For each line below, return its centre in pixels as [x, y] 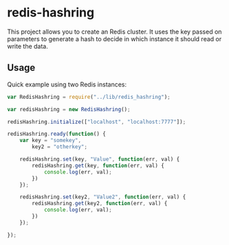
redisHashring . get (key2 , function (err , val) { [100, 204]
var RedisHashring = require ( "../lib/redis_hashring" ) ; [89, 97]
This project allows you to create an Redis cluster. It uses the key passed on [115, 32]
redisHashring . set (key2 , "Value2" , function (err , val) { [103, 197]
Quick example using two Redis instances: [67, 84]
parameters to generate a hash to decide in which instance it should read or [115, 38]
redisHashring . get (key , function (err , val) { [98, 165]
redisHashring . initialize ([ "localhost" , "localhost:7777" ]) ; [97, 121]
